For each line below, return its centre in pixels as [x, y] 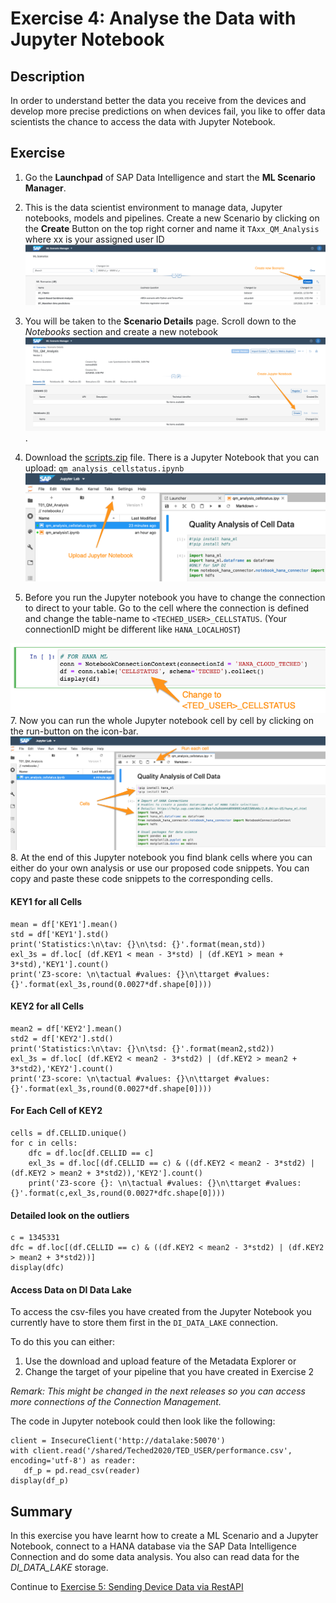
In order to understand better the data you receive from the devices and [158, 100]
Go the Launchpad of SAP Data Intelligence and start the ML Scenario [170, 177]
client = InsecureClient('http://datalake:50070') [118, 1441]
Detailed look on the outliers [70, 1215]
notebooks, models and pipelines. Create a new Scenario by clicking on [172, 218]
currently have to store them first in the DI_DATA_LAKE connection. [144, 1323]
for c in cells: [44, 1143]
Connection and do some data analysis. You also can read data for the [155, 1557]
